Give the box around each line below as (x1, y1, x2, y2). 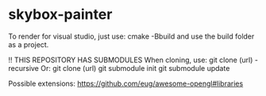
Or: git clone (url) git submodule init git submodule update (40, 63, 230, 72)
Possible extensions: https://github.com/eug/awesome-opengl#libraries (8, 79, 244, 88)
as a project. (8, 39, 49, 49)
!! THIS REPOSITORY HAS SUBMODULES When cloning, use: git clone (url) (8, 55, 253, 65)
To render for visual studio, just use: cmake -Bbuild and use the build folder (8, 31, 255, 41)
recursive (8, 63, 40, 72)
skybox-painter (8, 6, 113, 24)
